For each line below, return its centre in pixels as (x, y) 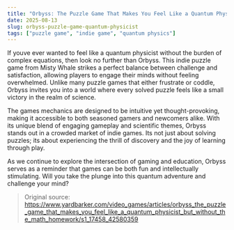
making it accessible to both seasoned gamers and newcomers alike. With (114, 118)
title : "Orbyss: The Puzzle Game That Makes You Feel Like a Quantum (110, 14)
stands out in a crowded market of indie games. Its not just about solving (111, 133)
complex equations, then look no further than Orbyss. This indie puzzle (109, 61)
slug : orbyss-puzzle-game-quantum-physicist (73, 26)
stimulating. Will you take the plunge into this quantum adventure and (107, 176)
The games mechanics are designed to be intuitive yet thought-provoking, (114, 111)
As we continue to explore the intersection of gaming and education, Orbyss (117, 162)
